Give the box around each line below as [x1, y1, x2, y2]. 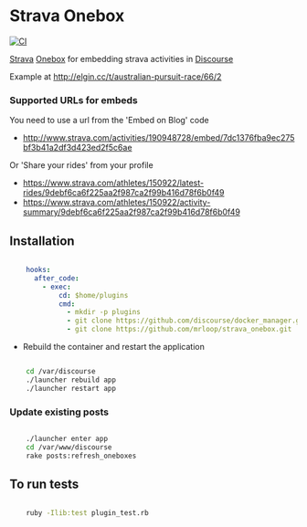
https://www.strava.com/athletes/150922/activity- [22, 197, 211, 208]
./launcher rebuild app [26, 375, 117, 385]
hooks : [26, 266, 51, 275]
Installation [9, 233, 75, 248]
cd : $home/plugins [58, 290, 129, 300]
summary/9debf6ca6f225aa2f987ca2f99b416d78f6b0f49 [22, 206, 240, 217]
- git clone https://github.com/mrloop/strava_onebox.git [67, 325, 292, 334]
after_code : [33, 273, 79, 283]
